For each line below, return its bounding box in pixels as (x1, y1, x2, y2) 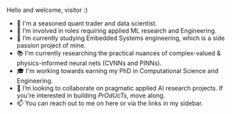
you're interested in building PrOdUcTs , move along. (16, 91, 166, 99)
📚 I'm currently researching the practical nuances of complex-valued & (16, 49, 221, 57)
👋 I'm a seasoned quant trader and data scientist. (16, 19, 157, 27)
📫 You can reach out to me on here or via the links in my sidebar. (16, 99, 204, 107)
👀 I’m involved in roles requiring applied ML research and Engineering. (16, 27, 217, 35)
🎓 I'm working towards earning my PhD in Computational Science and (16, 67, 219, 75)
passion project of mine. (16, 41, 86, 49)
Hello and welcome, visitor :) (6, 6, 88, 14)
